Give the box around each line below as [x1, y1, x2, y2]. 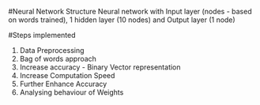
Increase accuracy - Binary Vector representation [19, 62, 181, 72]
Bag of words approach [19, 54, 97, 63]
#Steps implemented [8, 31, 77, 39]
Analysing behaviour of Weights [19, 88, 124, 97]
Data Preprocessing [19, 46, 85, 54]
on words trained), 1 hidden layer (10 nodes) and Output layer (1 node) [8, 15, 236, 24]
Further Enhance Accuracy [19, 79, 107, 88]
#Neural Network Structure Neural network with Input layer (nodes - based [8, 7, 252, 16]
